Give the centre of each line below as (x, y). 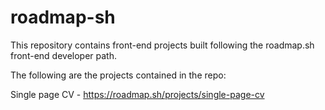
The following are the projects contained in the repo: (118, 75)
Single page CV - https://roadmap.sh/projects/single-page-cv (137, 94)
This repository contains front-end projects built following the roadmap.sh (162, 45)
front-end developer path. (63, 55)
